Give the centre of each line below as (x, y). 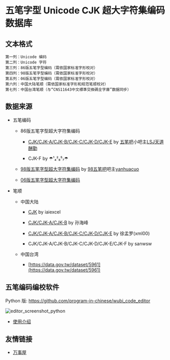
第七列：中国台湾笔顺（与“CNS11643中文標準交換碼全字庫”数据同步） (68, 90)
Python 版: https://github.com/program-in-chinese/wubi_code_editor (78, 301)
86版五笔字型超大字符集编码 (50, 131)
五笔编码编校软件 (32, 287)
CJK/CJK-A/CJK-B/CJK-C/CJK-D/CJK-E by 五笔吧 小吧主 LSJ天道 (96, 142)
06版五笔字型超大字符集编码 (50, 179)
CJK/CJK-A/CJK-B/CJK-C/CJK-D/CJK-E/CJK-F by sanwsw (90, 244)
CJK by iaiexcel (44, 212)
